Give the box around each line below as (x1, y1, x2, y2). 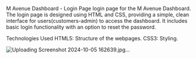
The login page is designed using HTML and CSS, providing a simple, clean (6, 11, 190, 18)
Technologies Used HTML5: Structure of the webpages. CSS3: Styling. (6, 35, 178, 41)
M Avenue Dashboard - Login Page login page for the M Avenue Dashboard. (6, 5, 191, 12)
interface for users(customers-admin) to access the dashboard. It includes (6, 18, 188, 24)
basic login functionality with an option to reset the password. (6, 23, 156, 30)
